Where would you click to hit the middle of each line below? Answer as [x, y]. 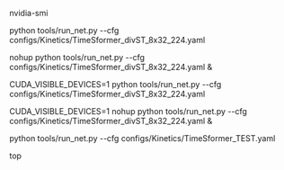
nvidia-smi [29, 13]
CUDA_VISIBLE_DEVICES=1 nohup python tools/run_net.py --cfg [128, 111]
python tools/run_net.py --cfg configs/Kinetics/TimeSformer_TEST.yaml [142, 138]
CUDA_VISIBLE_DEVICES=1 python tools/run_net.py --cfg [115, 84]
